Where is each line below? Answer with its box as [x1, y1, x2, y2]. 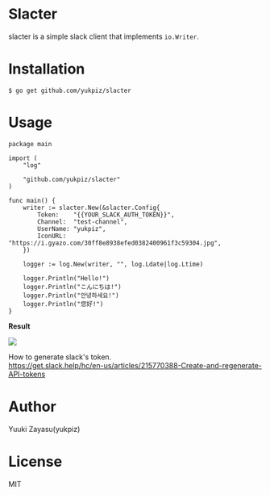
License [8, 452, 63, 471]
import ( [8, 154, 38, 162]
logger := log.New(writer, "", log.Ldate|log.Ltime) [23, 260, 204, 268]
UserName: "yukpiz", [37, 224, 106, 233]
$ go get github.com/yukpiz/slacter [8, 86, 131, 94]
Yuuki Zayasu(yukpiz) [8, 424, 81, 434]
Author [8, 397, 56, 416]
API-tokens [8, 369, 46, 379]
